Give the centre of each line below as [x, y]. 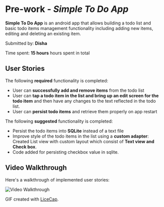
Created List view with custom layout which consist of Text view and [83, 141]
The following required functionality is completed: [57, 80]
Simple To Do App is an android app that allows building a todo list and [78, 23]
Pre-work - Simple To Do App [67, 9]
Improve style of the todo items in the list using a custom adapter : [80, 136]
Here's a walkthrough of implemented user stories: [57, 180]
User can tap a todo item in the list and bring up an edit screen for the [85, 95]
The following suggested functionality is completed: [59, 121]
